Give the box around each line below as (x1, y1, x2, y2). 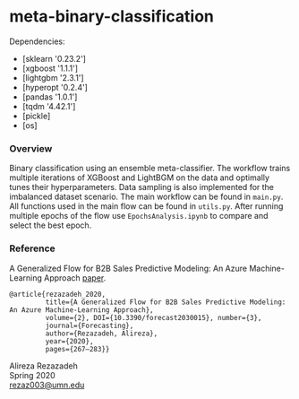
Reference (9, 242, 56, 255)
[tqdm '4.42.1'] (21, 100, 76, 111)
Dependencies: (9, 36, 65, 47)
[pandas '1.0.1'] (21, 91, 78, 102)
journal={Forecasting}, (45, 321, 134, 330)
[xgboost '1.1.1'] (21, 63, 79, 74)
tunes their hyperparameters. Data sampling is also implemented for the (9, 182, 275, 193)
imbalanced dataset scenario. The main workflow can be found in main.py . (9, 191, 284, 203)
